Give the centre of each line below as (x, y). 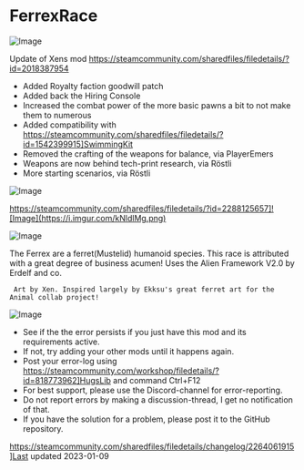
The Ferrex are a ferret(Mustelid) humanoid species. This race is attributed (149, 253)
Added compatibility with (69, 125)
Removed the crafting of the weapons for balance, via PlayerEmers (148, 153)
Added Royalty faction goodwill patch (93, 86)
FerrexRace (54, 16)
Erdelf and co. (35, 272)
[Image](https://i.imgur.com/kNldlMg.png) (88, 218)
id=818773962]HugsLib (67, 380)
